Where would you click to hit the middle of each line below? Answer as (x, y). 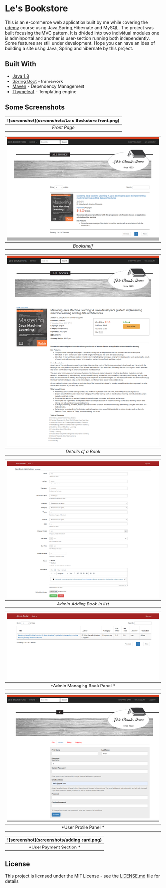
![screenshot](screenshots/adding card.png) (55, 840)
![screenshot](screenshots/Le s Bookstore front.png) (63, 121)
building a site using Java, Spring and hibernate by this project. (69, 48)
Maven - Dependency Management (48, 86)
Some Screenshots (35, 107)
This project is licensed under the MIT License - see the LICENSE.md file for (83, 876)
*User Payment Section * (54, 847)
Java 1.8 (21, 76)
